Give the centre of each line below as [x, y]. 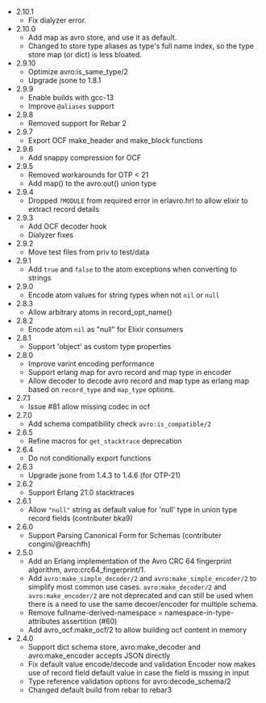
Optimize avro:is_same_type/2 [78, 72]
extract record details [64, 209]
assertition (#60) [89, 621]
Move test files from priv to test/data [89, 252]
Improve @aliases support [71, 106]
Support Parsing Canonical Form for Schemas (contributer [125, 535]
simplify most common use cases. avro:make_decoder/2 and [127, 587]
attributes [44, 621]
